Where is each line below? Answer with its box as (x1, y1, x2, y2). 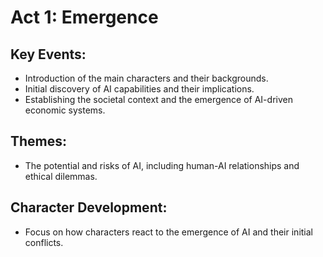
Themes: (10, 133, 68, 150)
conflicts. (24, 236, 64, 248)
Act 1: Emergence (10, 6, 159, 29)
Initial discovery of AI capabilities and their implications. (24, 83, 255, 95)
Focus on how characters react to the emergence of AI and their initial (24, 226, 313, 238)
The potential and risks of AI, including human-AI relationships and (24, 159, 300, 171)
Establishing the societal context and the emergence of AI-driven (24, 94, 293, 105)
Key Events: (10, 46, 87, 63)
